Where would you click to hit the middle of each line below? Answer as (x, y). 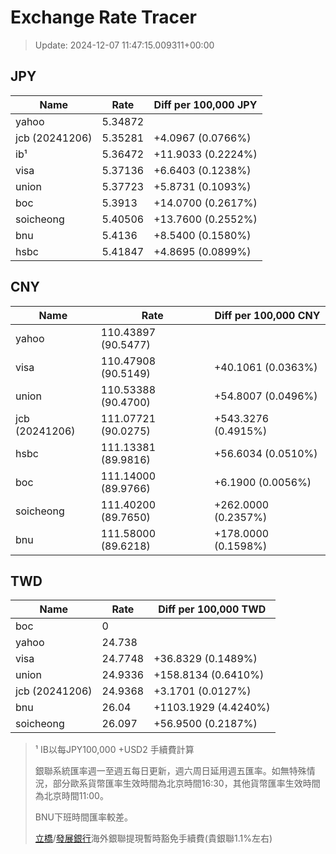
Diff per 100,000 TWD (212, 609)
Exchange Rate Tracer (104, 17)
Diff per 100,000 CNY (267, 315)
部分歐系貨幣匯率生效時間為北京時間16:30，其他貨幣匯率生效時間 (186, 783)
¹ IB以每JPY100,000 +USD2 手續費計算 (114, 750)
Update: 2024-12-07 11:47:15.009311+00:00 (124, 45)
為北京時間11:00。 (71, 796)
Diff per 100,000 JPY (205, 104)
